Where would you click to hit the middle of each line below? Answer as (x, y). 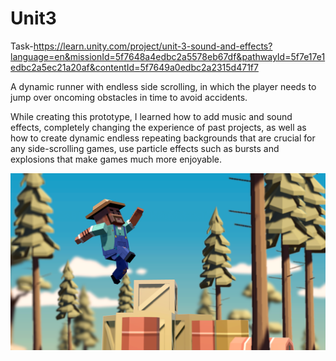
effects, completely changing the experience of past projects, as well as (158, 127)
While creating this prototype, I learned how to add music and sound (151, 116)
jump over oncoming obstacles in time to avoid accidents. (129, 97)
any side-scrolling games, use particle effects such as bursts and (145, 148)
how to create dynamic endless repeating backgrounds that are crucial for (163, 138)
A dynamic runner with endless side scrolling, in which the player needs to (163, 86)
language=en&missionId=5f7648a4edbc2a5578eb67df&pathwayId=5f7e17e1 (168, 56)
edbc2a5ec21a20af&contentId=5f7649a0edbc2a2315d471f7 (134, 67)
